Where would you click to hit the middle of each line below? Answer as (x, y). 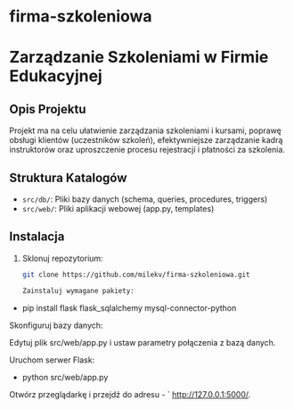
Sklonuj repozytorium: (63, 258)
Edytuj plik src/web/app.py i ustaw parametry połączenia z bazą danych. (143, 342)
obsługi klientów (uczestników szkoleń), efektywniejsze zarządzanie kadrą (146, 140)
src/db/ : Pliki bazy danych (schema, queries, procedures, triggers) (145, 199)
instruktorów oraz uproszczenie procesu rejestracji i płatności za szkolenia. (147, 150)
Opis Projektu (48, 109)
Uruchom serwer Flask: (52, 360)
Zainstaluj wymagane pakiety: (78, 291)
